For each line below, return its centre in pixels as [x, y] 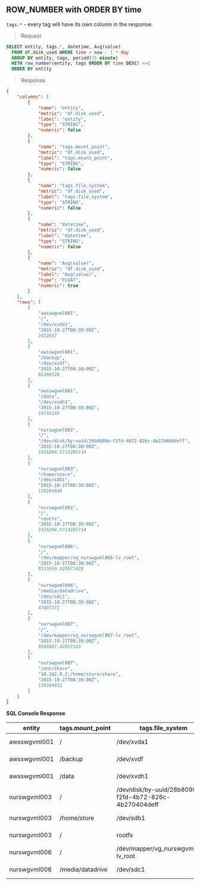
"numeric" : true [58, 285]
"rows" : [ [29, 302]
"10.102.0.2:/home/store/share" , [79, 674]
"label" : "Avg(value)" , [67, 275]
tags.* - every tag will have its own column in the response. [79, 24]
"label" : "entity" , [62, 119]
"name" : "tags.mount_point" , [74, 147]
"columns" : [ [33, 97]
